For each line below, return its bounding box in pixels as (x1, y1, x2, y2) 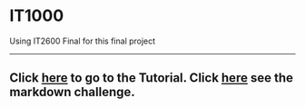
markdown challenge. (9, 84, 136, 100)
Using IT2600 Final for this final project (9, 35, 156, 46)
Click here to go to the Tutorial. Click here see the (9, 70, 293, 86)
